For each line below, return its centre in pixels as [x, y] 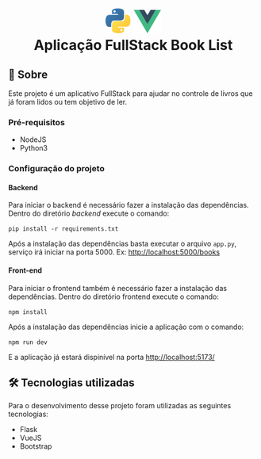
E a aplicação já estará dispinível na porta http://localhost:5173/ [112, 357]
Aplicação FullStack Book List [133, 46]
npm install [28, 312]
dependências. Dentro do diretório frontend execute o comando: [114, 296]
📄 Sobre [28, 74]
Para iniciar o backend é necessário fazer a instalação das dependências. [129, 205]
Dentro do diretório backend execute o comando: [89, 213]
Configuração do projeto [56, 169]
